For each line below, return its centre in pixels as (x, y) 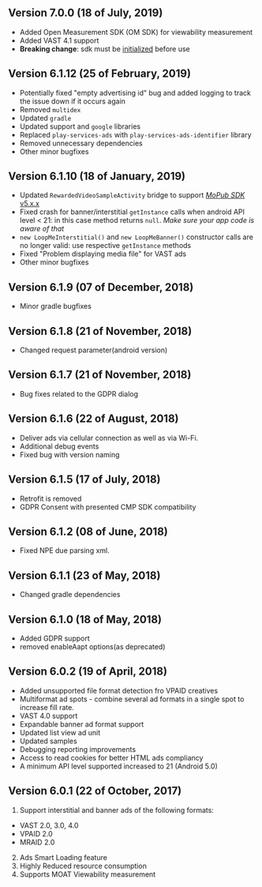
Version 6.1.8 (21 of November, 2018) (100, 331)
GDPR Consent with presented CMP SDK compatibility (108, 507)
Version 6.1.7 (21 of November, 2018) (100, 375)
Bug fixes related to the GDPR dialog (79, 393)
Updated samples (48, 741)
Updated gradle (45, 118)
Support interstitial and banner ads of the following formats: (117, 810)
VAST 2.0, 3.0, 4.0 (49, 825)
